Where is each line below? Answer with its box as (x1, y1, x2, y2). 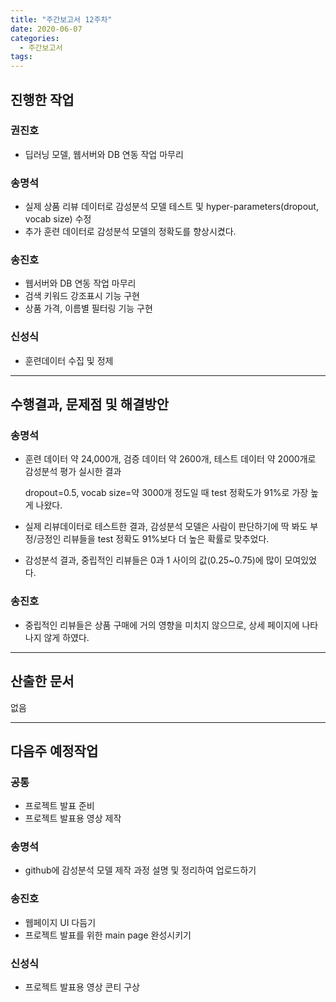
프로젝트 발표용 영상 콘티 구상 (24, 981, 140, 993)
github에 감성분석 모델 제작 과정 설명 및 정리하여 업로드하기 (24, 864, 257, 876)
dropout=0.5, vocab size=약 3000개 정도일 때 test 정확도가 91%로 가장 (24, 487, 309, 499)
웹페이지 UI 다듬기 (24, 916, 97, 928)
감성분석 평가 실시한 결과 (24, 466, 122, 478)
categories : (10, 33, 60, 43)
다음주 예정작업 (10, 742, 99, 760)
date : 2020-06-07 (10, 24, 83, 34)
